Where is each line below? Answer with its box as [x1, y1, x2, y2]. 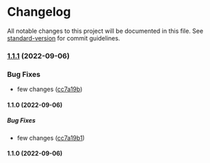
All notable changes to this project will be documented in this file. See [7, 27, 204, 35]
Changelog [7, 4, 71, 20]
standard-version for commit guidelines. [7, 34, 120, 42]
